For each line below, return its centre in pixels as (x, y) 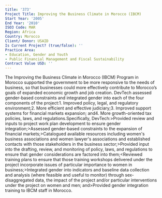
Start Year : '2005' (25, 18)
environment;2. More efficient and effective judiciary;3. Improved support (78, 108)
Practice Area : (20, 50)
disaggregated (20, 180)
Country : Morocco (22, 37)
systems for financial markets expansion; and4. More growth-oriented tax (78, 113)
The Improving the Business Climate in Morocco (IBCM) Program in (72, 77)
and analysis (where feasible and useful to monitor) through (65, 175)
